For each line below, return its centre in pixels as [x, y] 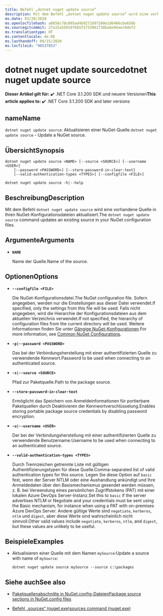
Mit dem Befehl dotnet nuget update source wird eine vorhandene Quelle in [81, 209]
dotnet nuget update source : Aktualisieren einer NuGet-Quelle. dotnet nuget [81, 130]
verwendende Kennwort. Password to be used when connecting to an [81, 358]
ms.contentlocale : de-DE [30, 37]
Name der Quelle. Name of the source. [50, 261]
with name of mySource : [35, 558]
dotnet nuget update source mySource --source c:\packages [73, 567]
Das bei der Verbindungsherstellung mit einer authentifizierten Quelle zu [84, 352]
